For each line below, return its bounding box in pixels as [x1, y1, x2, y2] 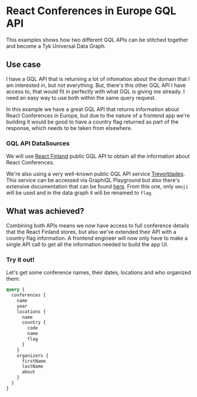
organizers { [17, 353, 49, 359]
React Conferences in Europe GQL [6, 4, 176, 18]
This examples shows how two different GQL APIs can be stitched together [6, 36, 189, 43]
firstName [21, 358, 46, 364]
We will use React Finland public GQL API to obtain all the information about [6, 152, 190, 160]
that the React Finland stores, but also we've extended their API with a [6, 228, 177, 235]
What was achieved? [6, 206, 84, 216]
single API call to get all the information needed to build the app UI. [6, 240, 169, 248]
